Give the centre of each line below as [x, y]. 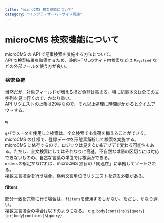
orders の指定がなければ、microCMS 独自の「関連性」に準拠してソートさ [79, 163]
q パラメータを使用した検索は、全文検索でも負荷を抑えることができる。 [77, 133]
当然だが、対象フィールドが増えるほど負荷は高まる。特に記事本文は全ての [80, 92]
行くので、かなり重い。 [50, 98]
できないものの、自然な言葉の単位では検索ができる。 [59, 157]
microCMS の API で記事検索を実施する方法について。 [59, 54]
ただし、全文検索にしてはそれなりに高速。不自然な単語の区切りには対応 [86, 151]
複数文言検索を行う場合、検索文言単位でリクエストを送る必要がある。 [76, 176]
